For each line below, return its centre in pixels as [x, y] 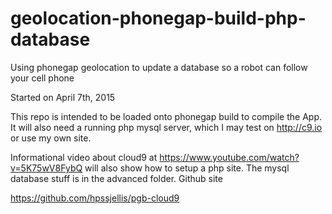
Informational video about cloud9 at [84, 157]
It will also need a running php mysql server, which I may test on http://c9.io [166, 127]
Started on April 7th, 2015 [63, 97]
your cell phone [42, 78]
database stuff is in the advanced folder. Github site [116, 178]
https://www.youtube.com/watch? [229, 157]
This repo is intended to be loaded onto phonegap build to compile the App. [166, 116]
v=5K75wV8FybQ [46, 168]
